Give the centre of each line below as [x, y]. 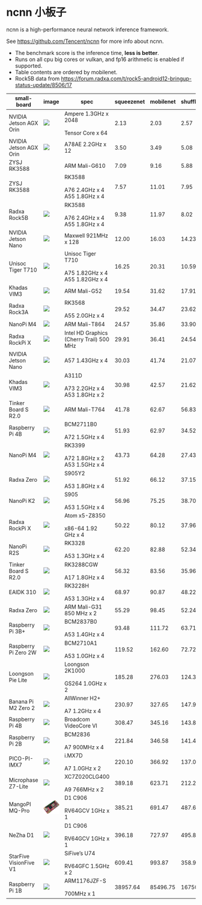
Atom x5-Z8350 [85, 516]
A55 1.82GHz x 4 [86, 280]
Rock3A [19, 312]
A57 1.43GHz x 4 [86, 360]
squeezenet [130, 101]
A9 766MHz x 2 [84, 790]
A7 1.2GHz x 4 [82, 711]
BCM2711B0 [81, 424]
